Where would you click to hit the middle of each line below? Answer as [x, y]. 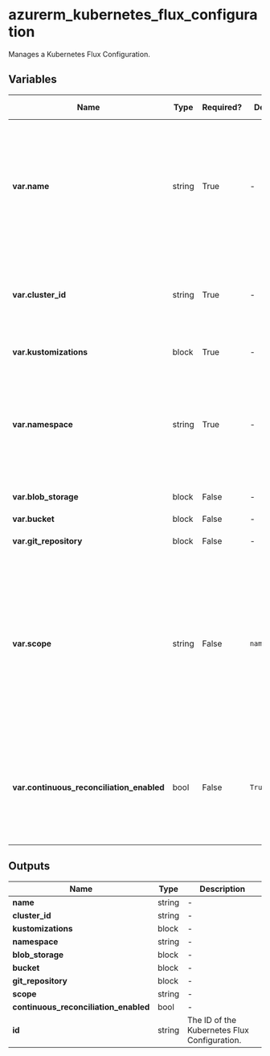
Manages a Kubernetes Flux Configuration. [79, 54]
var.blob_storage [45, 496]
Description [223, 889]
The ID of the [212, 1020]
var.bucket [33, 519]
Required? [222, 107]
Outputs [29, 866]
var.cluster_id [39, 294]
